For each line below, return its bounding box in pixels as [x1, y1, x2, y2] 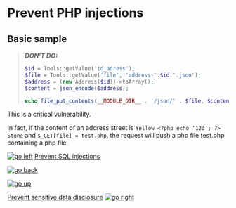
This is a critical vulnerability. [7, 110, 91, 119]
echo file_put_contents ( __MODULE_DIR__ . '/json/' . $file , [24, 97, 204, 105]
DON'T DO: [24, 51, 58, 60]
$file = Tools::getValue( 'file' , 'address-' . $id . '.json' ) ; [24, 72, 202, 79]
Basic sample [7, 33, 67, 45]
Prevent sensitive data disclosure [7, 193, 103, 202]
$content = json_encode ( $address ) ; [24, 84, 129, 92]
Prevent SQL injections [34, 152, 100, 161]
